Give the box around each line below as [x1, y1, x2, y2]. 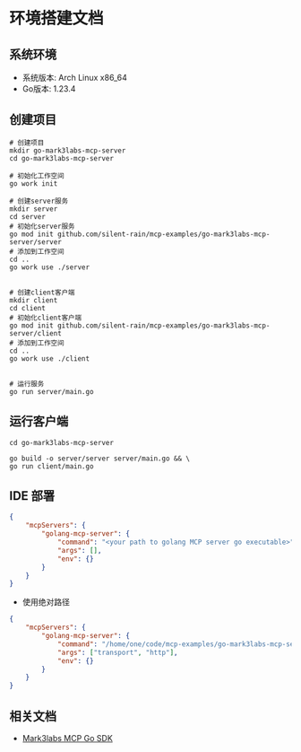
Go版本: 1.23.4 [21, 83, 76, 94]
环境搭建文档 [9, 8, 105, 29]
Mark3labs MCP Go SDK [21, 733, 114, 743]
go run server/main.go [9, 387, 94, 396]
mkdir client [9, 295, 58, 305]
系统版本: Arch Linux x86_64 [21, 73, 127, 83]
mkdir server [9, 204, 58, 214]
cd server [9, 212, 47, 221]
